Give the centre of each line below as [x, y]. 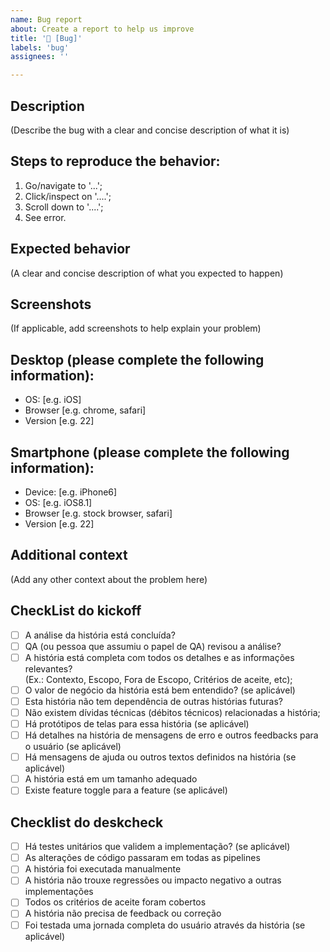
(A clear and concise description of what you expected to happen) [147, 273]
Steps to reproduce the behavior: [115, 161]
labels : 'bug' [40, 47]
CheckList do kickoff [76, 611]
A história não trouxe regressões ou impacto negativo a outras [153, 880]
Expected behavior [70, 249]
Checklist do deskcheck [87, 822]
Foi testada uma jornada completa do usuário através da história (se [165, 925]
